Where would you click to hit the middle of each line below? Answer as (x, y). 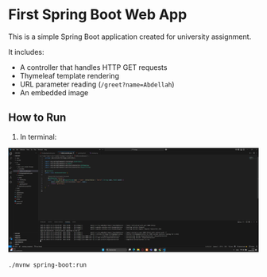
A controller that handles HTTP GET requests (93, 67)
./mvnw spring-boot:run (48, 265)
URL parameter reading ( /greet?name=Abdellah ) (97, 84)
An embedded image (54, 92)
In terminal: (38, 137)
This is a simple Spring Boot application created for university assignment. (130, 37)
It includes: (26, 52)
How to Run (37, 118)
